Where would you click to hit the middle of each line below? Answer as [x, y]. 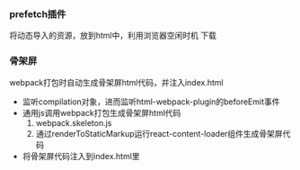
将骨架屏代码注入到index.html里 [81, 156]
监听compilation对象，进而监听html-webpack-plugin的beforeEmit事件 [151, 102]
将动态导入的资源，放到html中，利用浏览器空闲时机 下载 [113, 36]
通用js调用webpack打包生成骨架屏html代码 [101, 112]
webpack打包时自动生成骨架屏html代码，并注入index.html [116, 82]
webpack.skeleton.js [74, 122]
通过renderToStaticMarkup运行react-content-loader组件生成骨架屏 [159, 133]
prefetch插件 [38, 13]
